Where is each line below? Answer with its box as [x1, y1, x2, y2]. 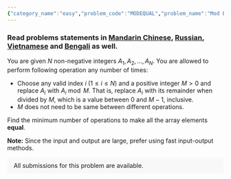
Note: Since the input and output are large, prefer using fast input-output [7, 136, 214, 145]
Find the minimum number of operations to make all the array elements [7, 116, 208, 124]
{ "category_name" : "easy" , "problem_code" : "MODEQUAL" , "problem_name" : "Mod [7, 10, 220, 17]
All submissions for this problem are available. [13, 161, 144, 169]
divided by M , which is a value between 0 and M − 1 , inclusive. [16, 95, 194, 104]
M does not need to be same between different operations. [16, 102, 184, 110]
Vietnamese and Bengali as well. [7, 41, 118, 51]
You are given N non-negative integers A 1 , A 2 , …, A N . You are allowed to [7, 56, 209, 67]
